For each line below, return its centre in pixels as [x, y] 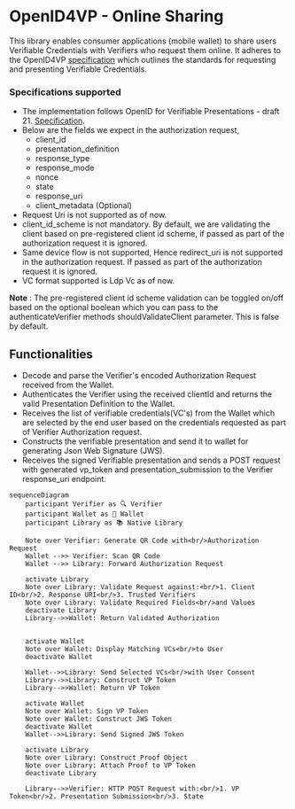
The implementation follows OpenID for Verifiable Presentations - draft [151, 112]
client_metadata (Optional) [84, 206]
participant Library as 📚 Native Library [104, 523]
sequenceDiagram [39, 495]
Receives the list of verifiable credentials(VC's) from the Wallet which [148, 413]
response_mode [65, 168]
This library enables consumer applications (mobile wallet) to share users [143, 41]
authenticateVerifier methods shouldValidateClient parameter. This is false [144, 317]
